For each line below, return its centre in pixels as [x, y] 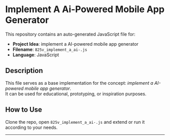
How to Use [24, 110]
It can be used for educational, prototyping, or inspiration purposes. [76, 94]
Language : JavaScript [36, 55]
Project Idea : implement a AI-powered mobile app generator [75, 44]
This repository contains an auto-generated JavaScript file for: [70, 34]
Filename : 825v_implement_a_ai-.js [50, 49]
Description [24, 71]
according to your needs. [31, 127]
